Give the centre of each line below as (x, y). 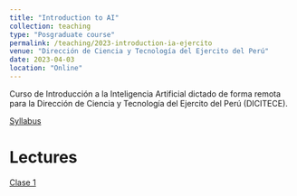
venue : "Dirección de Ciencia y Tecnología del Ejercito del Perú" (139, 51)
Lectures (43, 158)
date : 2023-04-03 (42, 60)
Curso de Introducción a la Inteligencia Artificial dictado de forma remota (145, 93)
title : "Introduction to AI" (64, 18)
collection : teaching (50, 26)
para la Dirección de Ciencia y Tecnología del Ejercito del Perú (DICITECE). (148, 103)
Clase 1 (23, 182)
